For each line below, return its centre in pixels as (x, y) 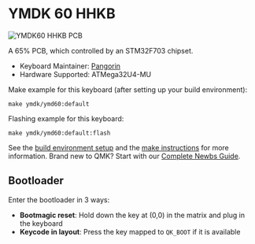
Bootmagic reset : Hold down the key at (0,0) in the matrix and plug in (132, 215)
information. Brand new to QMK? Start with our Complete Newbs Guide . (124, 156)
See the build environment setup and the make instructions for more (119, 147)
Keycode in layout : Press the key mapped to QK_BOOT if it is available (130, 231)
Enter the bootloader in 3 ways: (59, 200)
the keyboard (41, 223)
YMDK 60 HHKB (62, 14)
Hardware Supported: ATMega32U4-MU (85, 74)
